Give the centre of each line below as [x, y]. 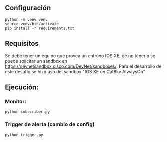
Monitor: [16, 101]
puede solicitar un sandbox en [36, 61]
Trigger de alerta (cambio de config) [50, 124]
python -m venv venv [27, 19]
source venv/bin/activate [32, 24]
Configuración [28, 8]
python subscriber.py [28, 112]
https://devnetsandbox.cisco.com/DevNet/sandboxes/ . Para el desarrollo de [83, 66]
